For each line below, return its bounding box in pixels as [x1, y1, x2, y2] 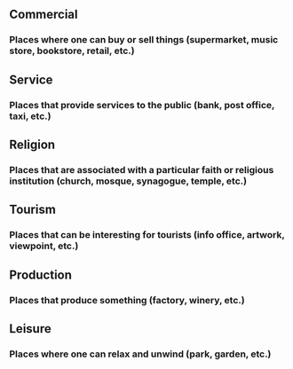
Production [9, 267, 73, 282]
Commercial [9, 7, 78, 22]
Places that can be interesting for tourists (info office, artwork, [9, 229, 285, 241]
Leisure [9, 321, 51, 336]
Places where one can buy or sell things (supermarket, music [9, 34, 279, 46]
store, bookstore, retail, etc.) [9, 44, 135, 57]
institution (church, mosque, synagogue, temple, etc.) [9, 175, 247, 187]
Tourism [9, 202, 56, 217]
